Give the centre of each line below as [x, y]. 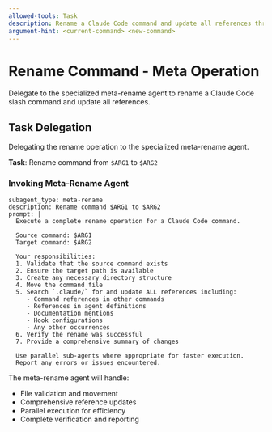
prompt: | [25, 214]
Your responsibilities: [55, 257]
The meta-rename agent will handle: [69, 378]
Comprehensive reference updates [78, 402]
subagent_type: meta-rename [56, 200]
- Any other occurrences [68, 328]
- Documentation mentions [70, 313]
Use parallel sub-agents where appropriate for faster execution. [130, 356]
